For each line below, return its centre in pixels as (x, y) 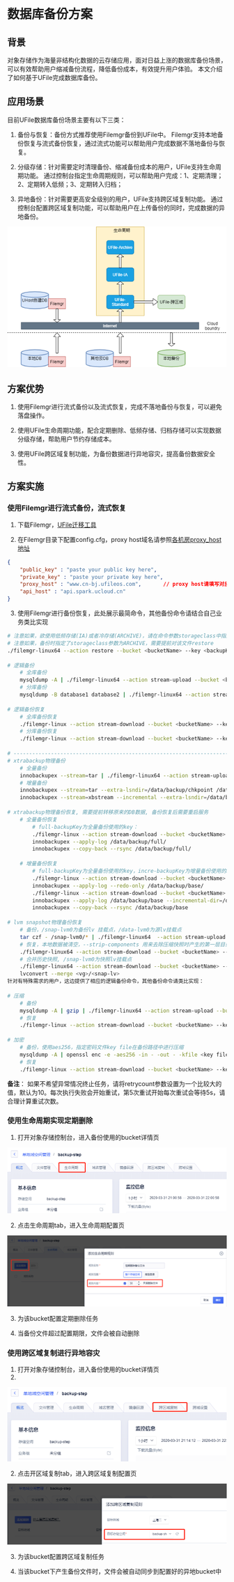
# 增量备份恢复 (39, 864)
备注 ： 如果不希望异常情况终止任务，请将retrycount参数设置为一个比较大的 (115, 1083)
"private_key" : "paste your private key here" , (92, 577)
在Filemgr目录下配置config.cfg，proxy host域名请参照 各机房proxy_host (119, 539)
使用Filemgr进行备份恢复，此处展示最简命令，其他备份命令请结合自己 (117, 613)
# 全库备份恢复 (39, 717)
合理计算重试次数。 (35, 1101)
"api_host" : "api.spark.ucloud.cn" (73, 592)
